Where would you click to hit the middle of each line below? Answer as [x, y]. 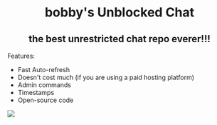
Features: [21, 56]
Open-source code [46, 100]
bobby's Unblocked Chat [120, 12]
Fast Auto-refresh [43, 70]
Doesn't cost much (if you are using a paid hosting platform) [106, 77]
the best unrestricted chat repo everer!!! [120, 39]
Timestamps [36, 92]
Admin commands [44, 85]
